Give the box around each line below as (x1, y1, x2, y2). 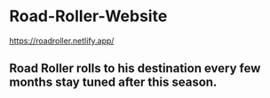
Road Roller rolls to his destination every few (9, 61, 261, 76)
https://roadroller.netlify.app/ (9, 35, 115, 46)
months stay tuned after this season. (9, 75, 218, 90)
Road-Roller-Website (9, 6, 168, 26)
